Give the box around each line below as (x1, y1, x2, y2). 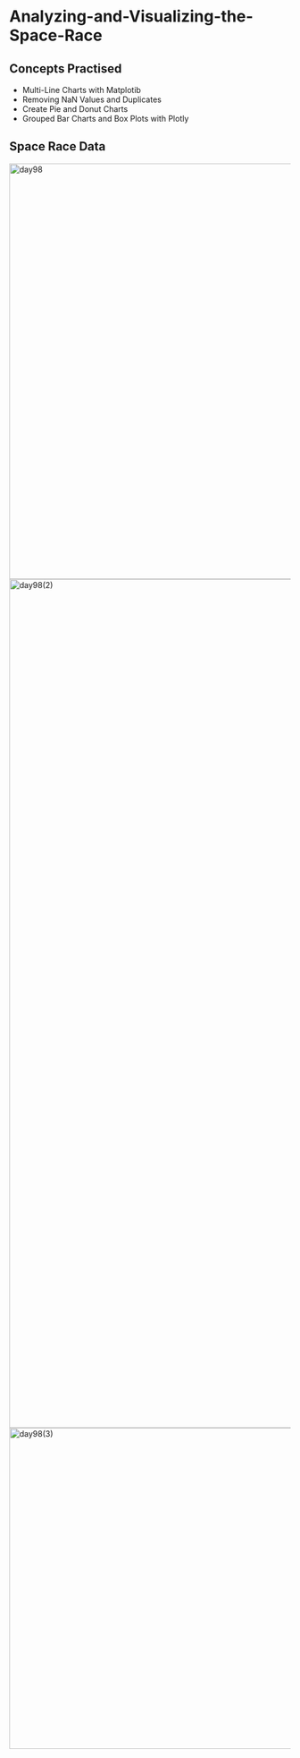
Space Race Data (9, 139, 106, 154)
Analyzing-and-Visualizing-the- (9, 6, 254, 27)
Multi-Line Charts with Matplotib (21, 85, 141, 95)
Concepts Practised (9, 61, 122, 76)
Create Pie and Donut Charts (21, 104, 129, 114)
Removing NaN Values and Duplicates (21, 94, 162, 105)
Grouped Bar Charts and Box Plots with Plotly (21, 114, 189, 124)
